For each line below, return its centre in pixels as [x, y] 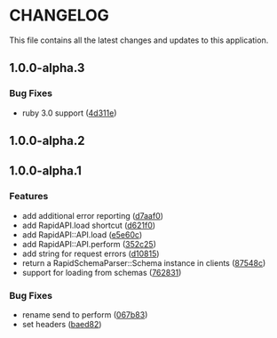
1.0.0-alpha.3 [47, 68]
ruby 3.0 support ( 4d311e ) [69, 113]
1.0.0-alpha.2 [47, 141]
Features [29, 197]
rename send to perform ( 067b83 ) [85, 315]
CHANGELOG [59, 16]
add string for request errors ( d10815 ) [91, 253]
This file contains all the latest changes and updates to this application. [139, 40]
